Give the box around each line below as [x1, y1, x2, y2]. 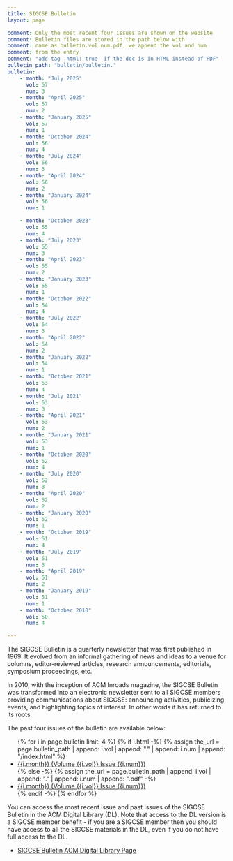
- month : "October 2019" [19, 529, 92, 536]
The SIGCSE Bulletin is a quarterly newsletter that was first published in [7, 645, 212, 654]
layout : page [7, 17, 45, 24]
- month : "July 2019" [19, 548, 82, 555]
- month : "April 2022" [19, 334, 86, 341]
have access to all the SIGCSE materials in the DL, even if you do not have [7, 825, 219, 834]
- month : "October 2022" [19, 295, 92, 302]
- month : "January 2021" [19, 432, 92, 439]
